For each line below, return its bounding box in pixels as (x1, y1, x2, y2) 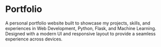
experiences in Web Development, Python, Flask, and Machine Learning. (5, 25, 156, 31)
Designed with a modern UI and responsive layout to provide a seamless (5, 30, 156, 36)
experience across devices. (5, 36, 63, 42)
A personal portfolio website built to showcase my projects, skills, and (5, 20, 150, 26)
